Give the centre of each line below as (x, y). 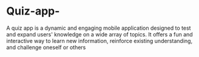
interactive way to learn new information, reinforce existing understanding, (99, 41)
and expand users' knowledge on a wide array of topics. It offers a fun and (99, 34)
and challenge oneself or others (46, 47)
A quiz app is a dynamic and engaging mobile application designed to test (99, 28)
